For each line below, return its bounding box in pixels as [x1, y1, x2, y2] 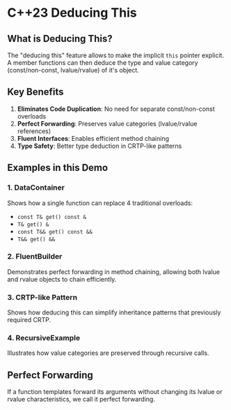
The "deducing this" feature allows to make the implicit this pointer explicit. [7, 51, 225, 59]
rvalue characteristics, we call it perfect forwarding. [7, 395, 155, 404]
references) [17, 127, 51, 135]
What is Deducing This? [7, 33, 113, 45]
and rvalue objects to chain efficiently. [7, 275, 117, 283]
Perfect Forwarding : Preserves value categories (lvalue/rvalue [17, 119, 198, 128]
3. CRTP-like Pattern [7, 292, 78, 302]
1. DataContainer [7, 183, 65, 192]
